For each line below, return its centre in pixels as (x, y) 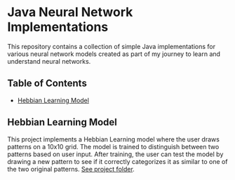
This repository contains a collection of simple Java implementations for (112, 46)
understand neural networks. (49, 61)
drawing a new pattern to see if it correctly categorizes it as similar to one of (117, 161)
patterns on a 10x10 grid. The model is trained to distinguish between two (113, 146)
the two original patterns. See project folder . (71, 169)
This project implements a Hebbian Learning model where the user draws (113, 139)
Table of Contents (47, 84)
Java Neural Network (70, 12)
